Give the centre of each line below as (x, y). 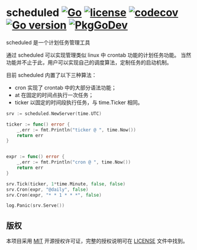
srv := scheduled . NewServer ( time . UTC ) (54, 113)
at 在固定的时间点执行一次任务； (54, 95)
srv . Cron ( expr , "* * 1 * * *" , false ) (54, 195)
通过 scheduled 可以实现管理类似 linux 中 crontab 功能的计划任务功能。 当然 (99, 55)
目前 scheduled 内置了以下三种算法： (51, 75)
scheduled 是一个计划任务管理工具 (48, 42)
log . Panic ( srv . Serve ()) (35, 206)
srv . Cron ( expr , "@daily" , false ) (47, 190)
